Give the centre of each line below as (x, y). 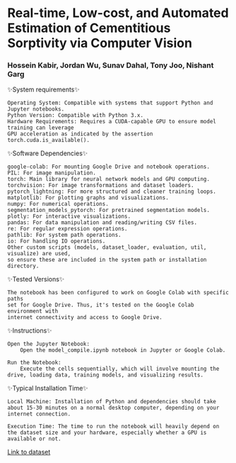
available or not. (34, 439)
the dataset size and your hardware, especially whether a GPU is (107, 433)
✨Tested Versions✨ (36, 279)
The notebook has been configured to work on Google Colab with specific (118, 293)
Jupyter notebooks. (36, 109)
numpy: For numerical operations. (58, 204)
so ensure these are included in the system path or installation (107, 260)
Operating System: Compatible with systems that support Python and (110, 103)
